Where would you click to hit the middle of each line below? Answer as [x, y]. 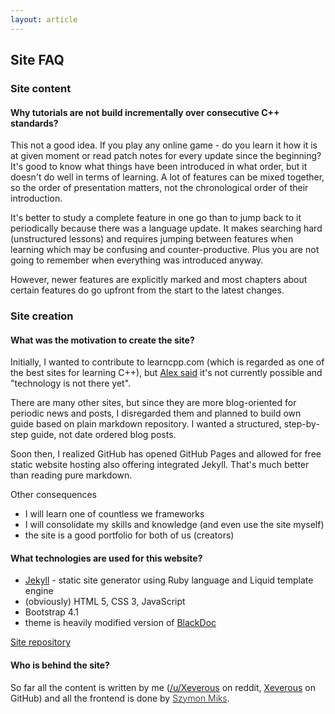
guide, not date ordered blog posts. [103, 435]
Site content [41, 88]
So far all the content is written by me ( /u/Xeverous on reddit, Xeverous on [163, 687]
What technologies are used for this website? [106, 558]
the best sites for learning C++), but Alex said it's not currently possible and [166, 373]
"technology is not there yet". [71, 383]
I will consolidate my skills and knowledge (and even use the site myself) [174, 525]
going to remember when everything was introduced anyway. [137, 260]
